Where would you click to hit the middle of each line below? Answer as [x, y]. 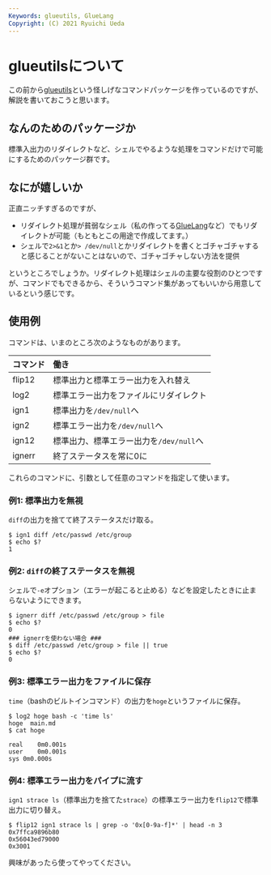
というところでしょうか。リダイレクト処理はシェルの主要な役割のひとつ [129, 273]
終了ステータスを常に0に [100, 456]
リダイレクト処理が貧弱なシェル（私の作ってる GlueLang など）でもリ [135, 226]
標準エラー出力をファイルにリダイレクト [130, 395]
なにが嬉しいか [46, 187]
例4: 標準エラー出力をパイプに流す [76, 780]
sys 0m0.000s [30, 758]
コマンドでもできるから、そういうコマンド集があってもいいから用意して [142, 284]
